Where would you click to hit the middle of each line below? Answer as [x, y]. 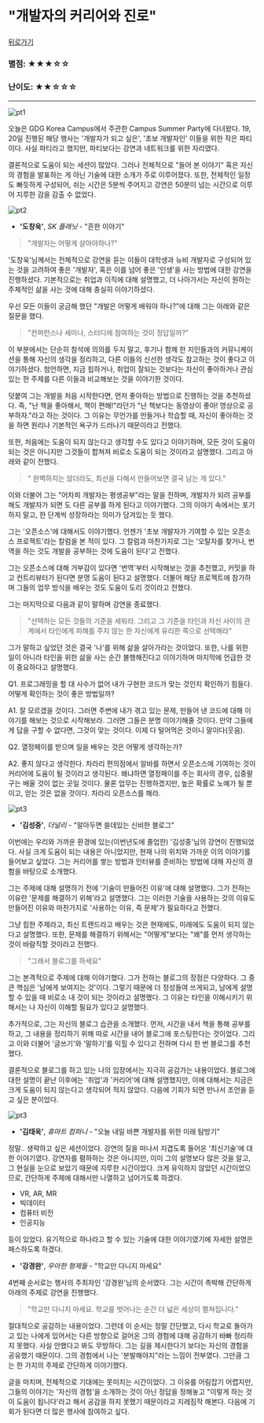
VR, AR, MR [38, 1193]
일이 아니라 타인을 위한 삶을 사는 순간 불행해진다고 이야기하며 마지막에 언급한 [126, 657]
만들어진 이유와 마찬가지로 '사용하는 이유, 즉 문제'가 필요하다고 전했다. [115, 907]
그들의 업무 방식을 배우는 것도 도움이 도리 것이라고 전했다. [104, 587]
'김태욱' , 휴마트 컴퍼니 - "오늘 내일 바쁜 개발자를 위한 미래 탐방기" [120, 1131]
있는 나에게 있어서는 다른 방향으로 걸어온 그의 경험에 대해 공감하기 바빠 [124, 1336]
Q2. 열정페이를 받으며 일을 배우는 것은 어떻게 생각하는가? [95, 747]
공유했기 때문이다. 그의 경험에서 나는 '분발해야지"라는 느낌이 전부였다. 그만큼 [125, 1355]
